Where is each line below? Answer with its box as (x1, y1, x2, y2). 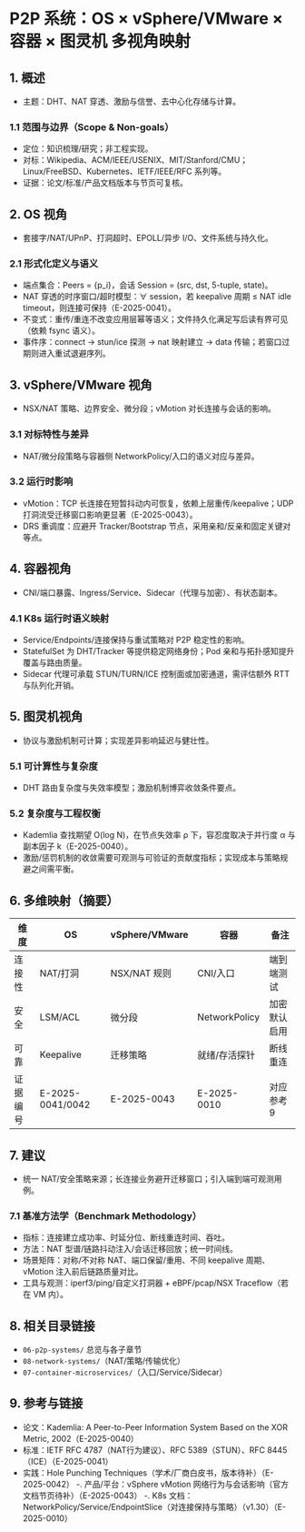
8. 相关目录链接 (9, 1318, 95, 1334)
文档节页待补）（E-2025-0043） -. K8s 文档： (22, 1489, 193, 1501)
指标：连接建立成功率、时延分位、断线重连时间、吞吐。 (22, 1232, 230, 1243)
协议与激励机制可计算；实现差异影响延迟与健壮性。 (22, 734, 214, 746)
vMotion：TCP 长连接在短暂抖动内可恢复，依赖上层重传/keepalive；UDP (22, 498, 294, 509)
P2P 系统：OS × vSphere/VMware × (9, 8, 284, 29)
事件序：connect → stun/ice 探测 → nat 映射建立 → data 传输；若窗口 (22, 337, 282, 348)
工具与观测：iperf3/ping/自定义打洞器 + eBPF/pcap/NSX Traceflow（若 (22, 1277, 289, 1288)
